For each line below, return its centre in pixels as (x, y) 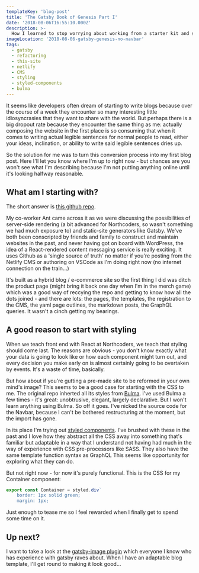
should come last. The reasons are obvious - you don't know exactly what (96, 350)
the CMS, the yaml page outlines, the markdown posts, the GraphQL (89, 305)
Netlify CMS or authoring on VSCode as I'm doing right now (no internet (94, 262)
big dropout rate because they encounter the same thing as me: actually (94, 124)
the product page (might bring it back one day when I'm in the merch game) (99, 286)
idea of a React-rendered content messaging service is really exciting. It (94, 249)
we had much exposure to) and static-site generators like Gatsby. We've (94, 230)
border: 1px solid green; (49, 495)
